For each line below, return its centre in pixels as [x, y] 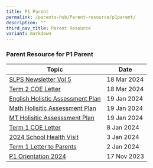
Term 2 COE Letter [35, 89]
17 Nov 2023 [126, 156]
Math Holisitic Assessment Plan [53, 108]
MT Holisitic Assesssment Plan [52, 118]
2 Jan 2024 [123, 147]
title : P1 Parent [27, 12]
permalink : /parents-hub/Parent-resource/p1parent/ [71, 17]
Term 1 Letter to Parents [43, 147]
